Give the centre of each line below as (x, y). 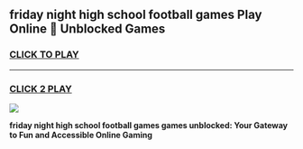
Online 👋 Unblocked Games (87, 29)
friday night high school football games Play (136, 15)
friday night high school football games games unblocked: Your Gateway (149, 125)
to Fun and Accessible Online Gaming (81, 135)
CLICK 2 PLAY (41, 88)
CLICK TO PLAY (44, 55)
